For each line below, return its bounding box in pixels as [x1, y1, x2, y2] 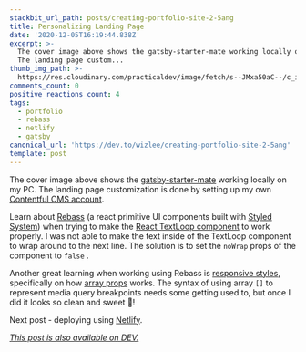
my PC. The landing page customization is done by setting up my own [9, 183, 271, 194]
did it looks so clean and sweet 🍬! [9, 296, 136, 307]
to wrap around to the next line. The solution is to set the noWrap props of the [9, 240, 297, 251]
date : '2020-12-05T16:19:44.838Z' [9, 30, 141, 39]
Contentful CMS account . [9, 193, 105, 204]
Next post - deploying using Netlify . [9, 314, 143, 325]
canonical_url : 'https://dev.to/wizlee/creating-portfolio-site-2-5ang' [9, 140, 291, 150]
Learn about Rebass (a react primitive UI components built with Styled [9, 211, 273, 222]
